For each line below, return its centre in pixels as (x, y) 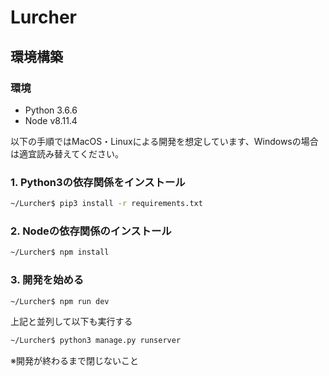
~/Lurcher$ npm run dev (60, 301)
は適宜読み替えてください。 (67, 153)
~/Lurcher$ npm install (60, 252)
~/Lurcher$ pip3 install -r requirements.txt (106, 204)
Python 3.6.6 (51, 110)
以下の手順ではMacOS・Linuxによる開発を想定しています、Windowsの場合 (164, 141)
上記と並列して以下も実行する (71, 322)
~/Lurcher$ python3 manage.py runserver (96, 341)
